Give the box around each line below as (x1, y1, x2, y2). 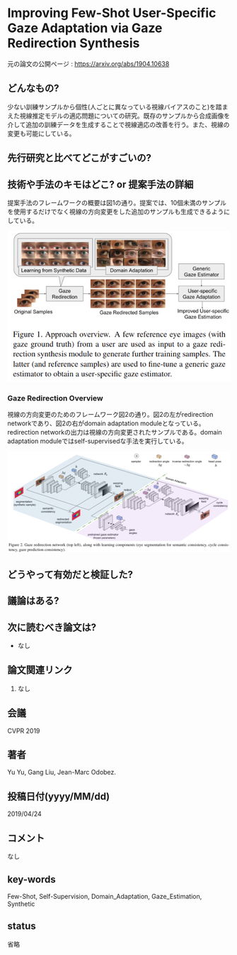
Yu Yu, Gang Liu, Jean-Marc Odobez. (7, 768, 117, 777)
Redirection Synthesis (7, 36, 140, 51)
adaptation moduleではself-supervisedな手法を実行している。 (7, 437, 189, 445)
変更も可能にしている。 (7, 129, 76, 138)
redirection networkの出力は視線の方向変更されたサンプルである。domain (7, 428, 223, 437)
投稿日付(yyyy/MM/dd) (7, 790, 110, 802)
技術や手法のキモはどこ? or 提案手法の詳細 (7, 178, 194, 190)
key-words (7, 873, 56, 885)
